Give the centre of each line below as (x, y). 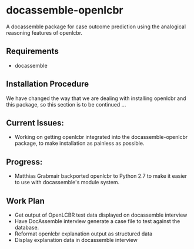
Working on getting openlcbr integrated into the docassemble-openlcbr (101, 137)
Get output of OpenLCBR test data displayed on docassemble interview (101, 215)
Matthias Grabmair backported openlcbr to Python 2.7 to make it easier (101, 176)
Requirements (32, 52)
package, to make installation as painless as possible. (79, 143)
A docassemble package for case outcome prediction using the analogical (96, 26)
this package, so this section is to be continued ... (66, 104)
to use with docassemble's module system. (67, 182)
